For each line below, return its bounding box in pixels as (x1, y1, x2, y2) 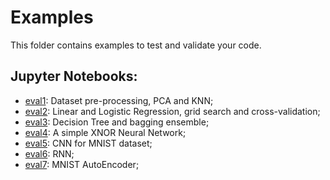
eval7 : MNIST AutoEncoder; (24, 158, 140, 170)
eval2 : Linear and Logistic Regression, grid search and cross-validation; (24, 105, 321, 117)
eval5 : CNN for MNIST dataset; (24, 137, 153, 149)
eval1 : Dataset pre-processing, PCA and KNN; (24, 94, 214, 106)
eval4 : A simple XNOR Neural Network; (24, 126, 187, 138)
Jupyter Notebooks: (10, 68, 138, 85)
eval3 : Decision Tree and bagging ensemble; (24, 116, 210, 128)
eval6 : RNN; (24, 147, 75, 160)
